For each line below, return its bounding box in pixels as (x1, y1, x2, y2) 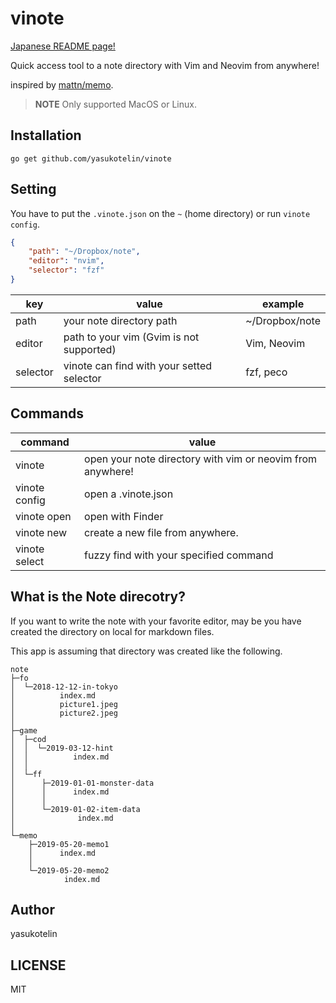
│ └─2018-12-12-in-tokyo (10, 682, 118, 692)
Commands (10, 405, 85, 422)
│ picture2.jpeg (10, 708, 118, 718)
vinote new (15, 525, 68, 539)
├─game (10, 725, 38, 736)
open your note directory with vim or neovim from (84, 452, 318, 466)
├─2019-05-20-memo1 (28, 839, 110, 849)
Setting (10, 181, 57, 198)
